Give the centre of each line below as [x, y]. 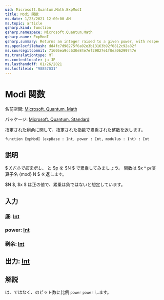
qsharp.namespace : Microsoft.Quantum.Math [49, 32]
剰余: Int [15, 244]
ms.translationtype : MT [29, 55]
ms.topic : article [24, 23]
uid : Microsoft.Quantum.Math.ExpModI [43, 10]
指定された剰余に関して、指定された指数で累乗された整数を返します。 [75, 130]
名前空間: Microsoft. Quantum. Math [41, 109]
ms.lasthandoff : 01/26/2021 [34, 64]
